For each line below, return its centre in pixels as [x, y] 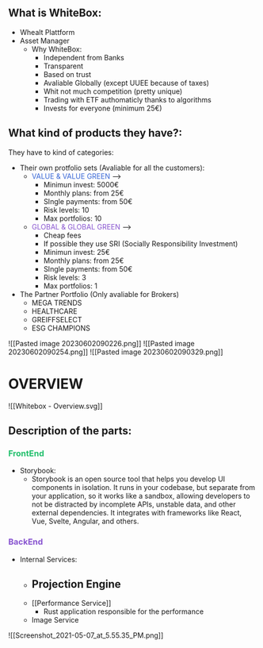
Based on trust [67, 74]
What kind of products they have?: [95, 133]
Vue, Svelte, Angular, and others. [85, 521]
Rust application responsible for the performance [124, 611]
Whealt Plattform [47, 32]
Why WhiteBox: [57, 49]
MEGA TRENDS [57, 303]
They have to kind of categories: [61, 152]
